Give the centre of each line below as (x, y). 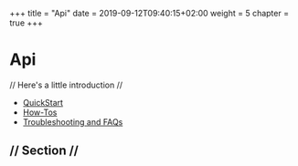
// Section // (44, 151)
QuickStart (43, 102)
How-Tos (40, 112)
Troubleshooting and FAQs (73, 121)
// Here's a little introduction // (66, 85)
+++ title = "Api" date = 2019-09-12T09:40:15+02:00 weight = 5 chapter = (149, 13)
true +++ (27, 23)
